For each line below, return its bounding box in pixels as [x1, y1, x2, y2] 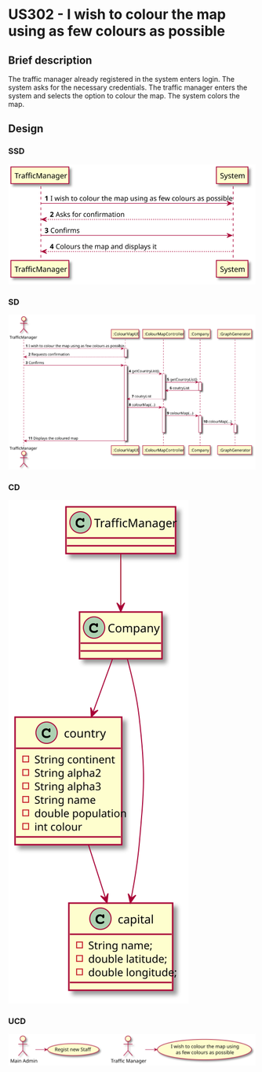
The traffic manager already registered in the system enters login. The [8, 75, 235, 83]
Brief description [8, 53, 93, 67]
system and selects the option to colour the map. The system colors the [8, 91, 241, 100]
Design [8, 122, 44, 135]
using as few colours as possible [8, 22, 226, 40]
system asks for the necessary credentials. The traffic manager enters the [8, 83, 248, 92]
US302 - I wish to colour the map [8, 6, 226, 24]
